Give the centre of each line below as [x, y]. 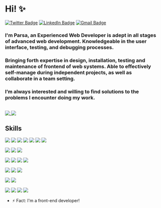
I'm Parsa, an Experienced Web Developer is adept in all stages [81, 35]
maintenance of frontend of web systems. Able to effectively [78, 66]
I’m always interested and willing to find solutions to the [72, 92]
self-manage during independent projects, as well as [68, 72]
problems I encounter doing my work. [50, 97]
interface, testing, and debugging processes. [59, 47]
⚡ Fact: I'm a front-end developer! [46, 200]
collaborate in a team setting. [40, 79]
